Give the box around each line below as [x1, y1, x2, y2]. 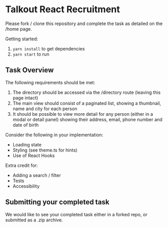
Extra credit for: [5, 162, 38, 168]
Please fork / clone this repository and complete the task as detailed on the [5, 20, 163, 27]
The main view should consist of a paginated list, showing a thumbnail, [12, 100, 161, 106]
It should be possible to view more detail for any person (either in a [12, 111, 153, 117]
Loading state [12, 141, 42, 147]
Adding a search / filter [12, 172, 61, 178]
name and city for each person [12, 106, 77, 112]
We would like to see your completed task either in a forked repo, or [5, 211, 148, 217]
